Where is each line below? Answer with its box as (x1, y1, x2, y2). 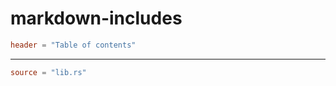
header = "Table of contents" (10, 40, 137, 50)
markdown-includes (10, 7, 183, 30)
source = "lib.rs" (10, 67, 87, 77)
